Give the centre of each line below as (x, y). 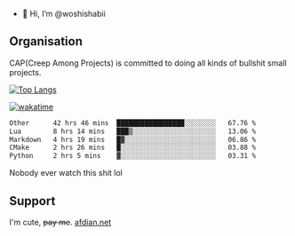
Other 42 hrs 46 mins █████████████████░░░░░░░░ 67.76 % (132, 123)
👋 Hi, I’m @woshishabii (64, 14)
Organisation (46, 41)
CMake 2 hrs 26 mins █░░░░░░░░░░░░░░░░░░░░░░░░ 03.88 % (132, 148)
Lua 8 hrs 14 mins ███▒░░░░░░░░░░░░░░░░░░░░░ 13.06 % (132, 131)
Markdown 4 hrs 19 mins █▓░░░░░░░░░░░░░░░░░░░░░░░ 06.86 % (132, 139)
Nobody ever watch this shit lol (66, 173)
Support (32, 201)
